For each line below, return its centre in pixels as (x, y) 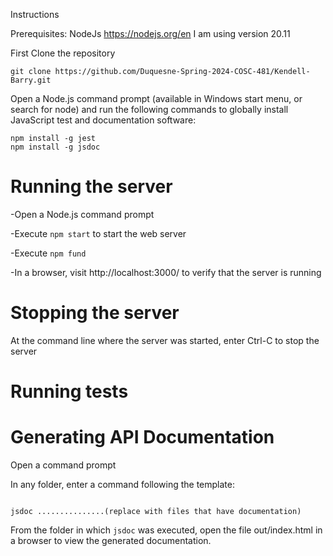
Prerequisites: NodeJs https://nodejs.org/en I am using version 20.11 (150, 33)
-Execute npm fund (48, 253)
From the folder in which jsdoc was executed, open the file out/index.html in (166, 530)
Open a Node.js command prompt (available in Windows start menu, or (156, 98)
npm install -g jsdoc (55, 147)
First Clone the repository (63, 53)
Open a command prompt (63, 465)
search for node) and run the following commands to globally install (149, 109)
